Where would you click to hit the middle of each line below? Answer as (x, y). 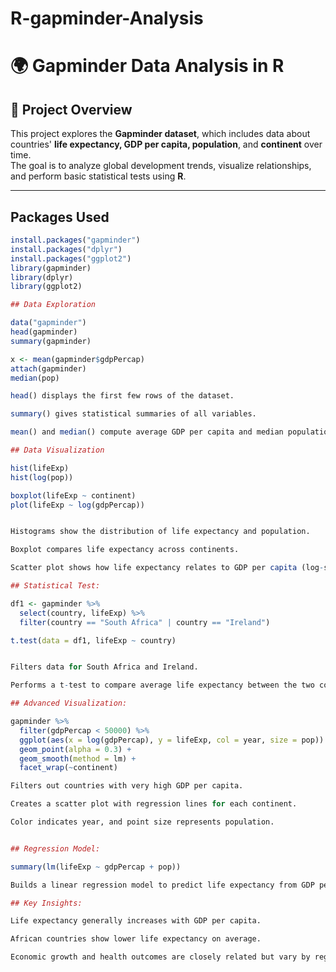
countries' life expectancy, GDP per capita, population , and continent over (166, 144)
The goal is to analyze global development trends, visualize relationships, (161, 166)
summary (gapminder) (51, 341)
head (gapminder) (44, 332)
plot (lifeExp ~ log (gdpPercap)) (77, 505)
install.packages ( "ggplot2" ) (71, 258)
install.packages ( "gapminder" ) (75, 240)
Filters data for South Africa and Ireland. (104, 667)
